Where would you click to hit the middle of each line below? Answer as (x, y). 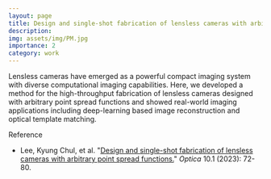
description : (30, 31)
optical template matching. (52, 119)
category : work (34, 53)
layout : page (30, 16)
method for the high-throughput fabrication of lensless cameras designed (131, 93)
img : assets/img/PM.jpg (48, 38)
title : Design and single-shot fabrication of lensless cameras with (128, 23)
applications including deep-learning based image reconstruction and (124, 110)
